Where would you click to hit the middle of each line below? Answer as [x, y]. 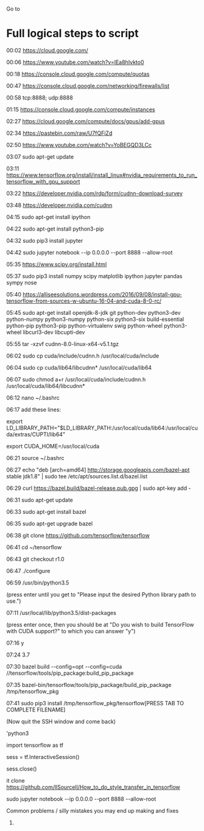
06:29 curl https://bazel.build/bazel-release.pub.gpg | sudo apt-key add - [99, 488]
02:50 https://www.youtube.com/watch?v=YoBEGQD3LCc [79, 145]
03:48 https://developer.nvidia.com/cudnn [59, 205]
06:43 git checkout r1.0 [36, 559]
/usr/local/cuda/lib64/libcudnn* [46, 386]
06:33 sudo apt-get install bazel [46, 511]
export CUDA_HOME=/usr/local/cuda [53, 446]
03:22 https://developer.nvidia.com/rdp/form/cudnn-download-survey [94, 193]
